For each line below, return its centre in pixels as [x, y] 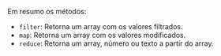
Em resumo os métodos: [47, 11]
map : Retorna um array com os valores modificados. [102, 35]
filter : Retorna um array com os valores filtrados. [101, 26]
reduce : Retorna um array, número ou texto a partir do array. [116, 43]
